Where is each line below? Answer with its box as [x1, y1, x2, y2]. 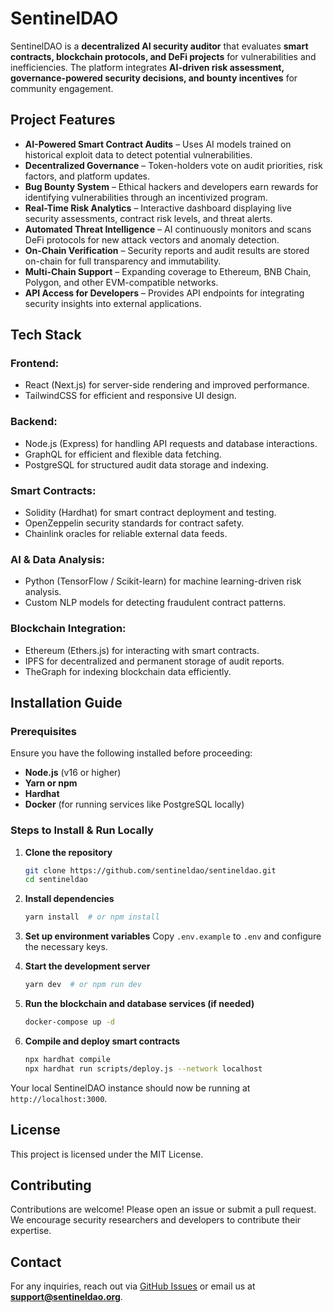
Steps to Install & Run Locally [10, 823, 154, 837]
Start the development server [24, 960, 151, 972]
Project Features [10, 112, 116, 129]
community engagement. [10, 82, 114, 94]
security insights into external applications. [24, 297, 202, 309]
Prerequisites [10, 724, 77, 738]
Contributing [10, 1177, 92, 1194]
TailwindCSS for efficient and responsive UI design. [24, 390, 237, 402]
